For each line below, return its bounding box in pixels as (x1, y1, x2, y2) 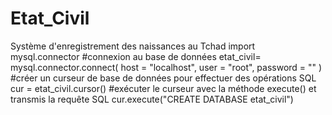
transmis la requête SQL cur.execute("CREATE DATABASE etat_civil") (10, 93, 294, 105)
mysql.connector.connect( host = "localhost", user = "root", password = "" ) (10, 61, 323, 73)
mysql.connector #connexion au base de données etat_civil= (10, 50, 262, 62)
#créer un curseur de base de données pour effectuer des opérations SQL (10, 72, 317, 84)
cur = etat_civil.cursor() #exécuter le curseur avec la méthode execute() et (10, 82, 317, 94)
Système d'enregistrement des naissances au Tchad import (10, 40, 256, 52)
